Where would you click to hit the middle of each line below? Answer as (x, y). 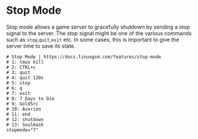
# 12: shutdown (25, 119)
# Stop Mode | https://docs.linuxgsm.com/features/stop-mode (84, 57)
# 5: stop (18, 83)
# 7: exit (18, 93)
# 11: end (18, 114)
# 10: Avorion (24, 109)
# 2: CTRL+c (21, 67)
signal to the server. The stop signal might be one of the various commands (99, 33)
